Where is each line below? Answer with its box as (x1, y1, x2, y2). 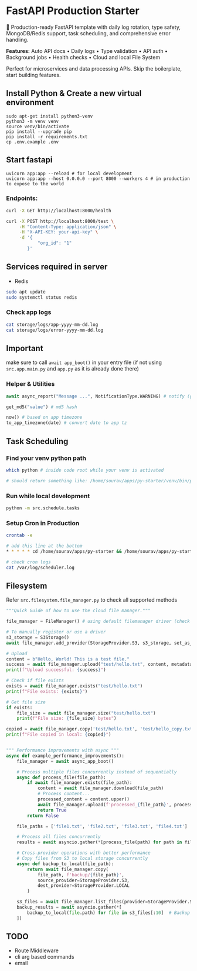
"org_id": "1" (37, 240, 72, 246)
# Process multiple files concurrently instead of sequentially (16, 769, 177, 775)
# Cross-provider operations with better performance (16, 850, 151, 856)
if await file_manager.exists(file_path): (27, 780, 133, 786)
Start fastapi (6, 155, 53, 165)
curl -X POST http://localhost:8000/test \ (6, 218, 114, 224)
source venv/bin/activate (6, 124, 69, 129)
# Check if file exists (6, 678, 64, 683)
